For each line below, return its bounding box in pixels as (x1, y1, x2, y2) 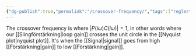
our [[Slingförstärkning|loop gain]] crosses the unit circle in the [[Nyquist (6, 30, 181, 38)
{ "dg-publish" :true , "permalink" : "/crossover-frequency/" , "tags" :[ (6, 8, 171, 15)
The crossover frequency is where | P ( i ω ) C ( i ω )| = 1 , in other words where (6, 24, 182, 32)
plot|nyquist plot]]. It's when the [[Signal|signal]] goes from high (6, 37, 160, 44)
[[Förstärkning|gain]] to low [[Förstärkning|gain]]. (6, 43, 124, 50)
